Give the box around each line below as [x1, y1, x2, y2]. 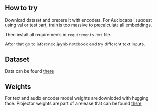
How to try [5, 4, 38, 12]
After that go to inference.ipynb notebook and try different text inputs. [5, 41, 145, 47]
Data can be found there [5, 68, 54, 74]
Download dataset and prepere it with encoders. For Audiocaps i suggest [5, 17, 152, 22]
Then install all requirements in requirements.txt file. [5, 31, 111, 37]
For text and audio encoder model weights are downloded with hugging [5, 95, 149, 101]
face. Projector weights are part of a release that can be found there [5, 100, 142, 107]
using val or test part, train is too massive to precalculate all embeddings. [5, 22, 152, 28]
